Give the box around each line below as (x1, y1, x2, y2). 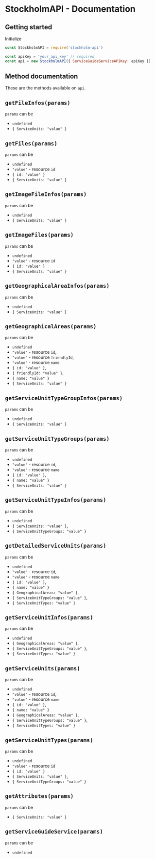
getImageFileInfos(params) (5, 191, 87, 198)
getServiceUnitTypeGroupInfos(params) (5, 394, 123, 402)
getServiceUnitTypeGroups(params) (5, 435, 110, 442)
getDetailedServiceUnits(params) (5, 542, 107, 549)
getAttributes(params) (5, 793, 74, 800)
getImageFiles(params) (5, 231, 74, 238)
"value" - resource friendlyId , (12, 354, 74, 360)
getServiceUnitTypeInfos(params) (5, 496, 107, 504)
